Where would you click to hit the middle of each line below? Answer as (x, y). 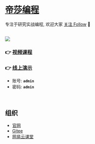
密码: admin (23, 87)
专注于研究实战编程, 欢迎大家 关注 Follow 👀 (48, 24)
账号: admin (23, 81)
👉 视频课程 (19, 52)
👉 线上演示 (19, 68)
